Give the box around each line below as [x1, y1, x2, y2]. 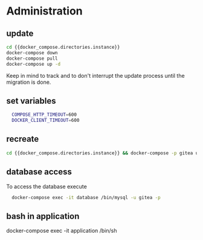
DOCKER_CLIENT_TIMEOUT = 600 [11, 118, 80, 124]
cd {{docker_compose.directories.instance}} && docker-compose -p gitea [6, 150, 193, 156]
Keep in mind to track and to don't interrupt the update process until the [6, 72, 185, 79]
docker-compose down [6, 49, 59, 55]
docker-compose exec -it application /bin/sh [6, 227, 117, 235]
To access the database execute [6, 183, 88, 190]
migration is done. [6, 78, 51, 86]
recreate [6, 134, 39, 144]
